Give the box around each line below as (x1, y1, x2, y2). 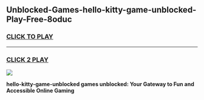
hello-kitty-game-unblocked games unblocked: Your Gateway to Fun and (6, 80, 194, 87)
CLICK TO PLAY (6, 33, 53, 41)
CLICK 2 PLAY (6, 55, 49, 64)
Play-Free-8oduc (6, 15, 72, 25)
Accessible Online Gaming (6, 87, 75, 94)
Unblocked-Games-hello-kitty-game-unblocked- (6, 5, 197, 15)
